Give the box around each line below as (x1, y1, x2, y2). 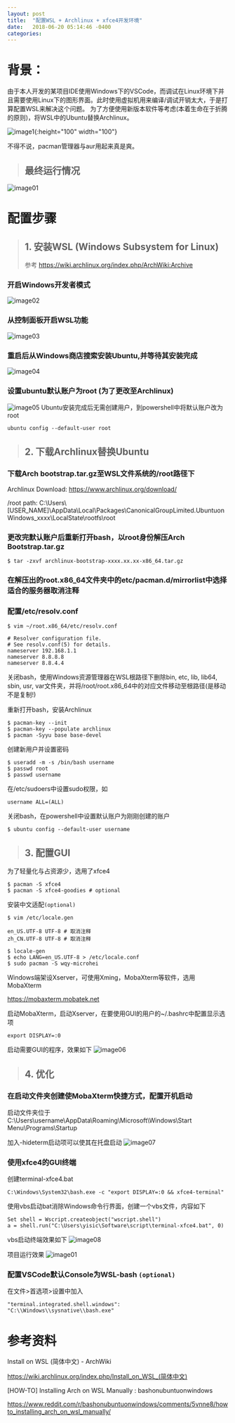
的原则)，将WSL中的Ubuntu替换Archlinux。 (7, 113, 133, 122)
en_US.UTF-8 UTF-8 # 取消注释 (7, 928, 91, 935)
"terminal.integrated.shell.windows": (7, 1301, 121, 1308)
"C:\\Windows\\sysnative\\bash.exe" (7, 1307, 114, 1315)
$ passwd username (7, 771, 61, 778)
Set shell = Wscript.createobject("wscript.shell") (7, 1216, 161, 1223)
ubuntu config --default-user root (7, 425, 112, 432)
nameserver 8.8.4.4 (7, 659, 65, 667)
